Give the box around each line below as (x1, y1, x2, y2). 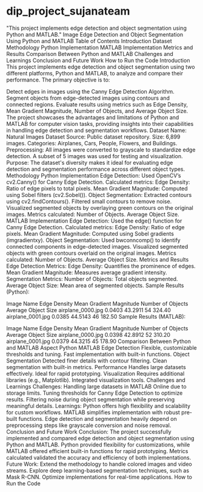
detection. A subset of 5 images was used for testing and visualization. (6, 152, 183, 159)
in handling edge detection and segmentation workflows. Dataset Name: (6, 126, 187, 134)
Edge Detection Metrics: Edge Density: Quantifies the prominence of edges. (6, 262, 196, 269)
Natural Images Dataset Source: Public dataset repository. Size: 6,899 (6, 133, 181, 140)
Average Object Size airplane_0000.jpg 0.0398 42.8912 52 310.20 (6, 331, 171, 338)
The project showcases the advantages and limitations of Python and (6, 114, 179, 121)
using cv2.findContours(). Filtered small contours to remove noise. (6, 198, 172, 205)
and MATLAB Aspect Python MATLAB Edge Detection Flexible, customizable (6, 344, 197, 351)
